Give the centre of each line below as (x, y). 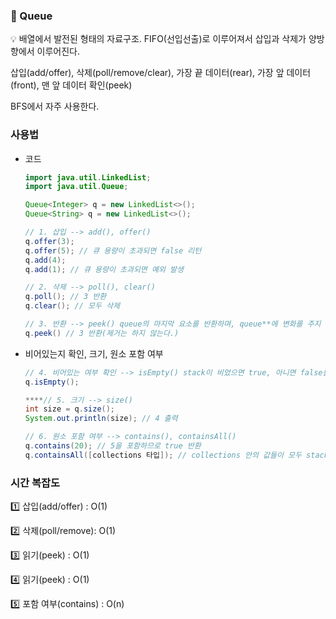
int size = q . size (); (70, 409)
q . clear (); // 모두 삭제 (72, 306)
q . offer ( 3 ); (49, 241)
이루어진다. (58, 51)
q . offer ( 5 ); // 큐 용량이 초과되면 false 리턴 (113, 250)
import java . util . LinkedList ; (88, 177)
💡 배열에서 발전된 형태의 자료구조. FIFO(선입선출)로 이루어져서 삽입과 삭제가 (158, 39)
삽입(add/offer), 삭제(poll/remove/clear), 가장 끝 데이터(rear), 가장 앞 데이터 (161, 73)
